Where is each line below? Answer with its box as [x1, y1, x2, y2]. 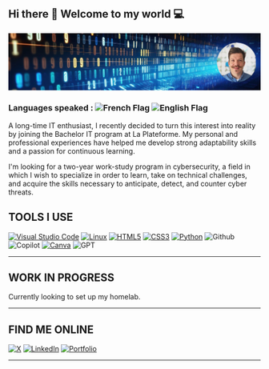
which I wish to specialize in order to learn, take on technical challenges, [8, 170, 248, 179]
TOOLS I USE [8, 211, 74, 224]
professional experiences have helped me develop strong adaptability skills [8, 138, 257, 147]
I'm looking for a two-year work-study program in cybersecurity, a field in [8, 162, 251, 171]
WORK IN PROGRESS [8, 271, 114, 284]
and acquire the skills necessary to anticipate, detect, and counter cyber [8, 178, 247, 188]
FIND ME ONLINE [8, 323, 94, 336]
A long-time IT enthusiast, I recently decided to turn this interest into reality [8, 120, 256, 130]
